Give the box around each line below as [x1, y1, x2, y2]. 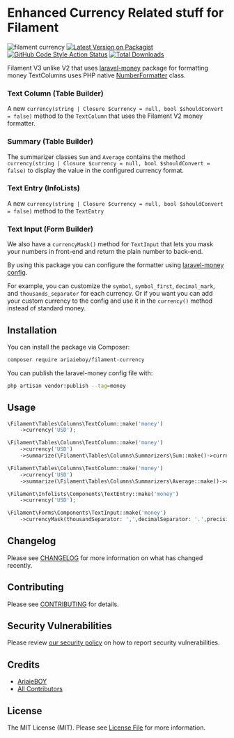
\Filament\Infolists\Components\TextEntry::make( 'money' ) [7, 490, 179, 497]
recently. [7, 561, 33, 569]
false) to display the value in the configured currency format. [7, 166, 185, 174]
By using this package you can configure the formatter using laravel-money [7, 261, 224, 269]
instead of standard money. [7, 304, 86, 312]
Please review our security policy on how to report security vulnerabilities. [7, 638, 220, 647]
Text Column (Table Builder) [7, 89, 104, 98]
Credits [7, 658, 40, 670]
